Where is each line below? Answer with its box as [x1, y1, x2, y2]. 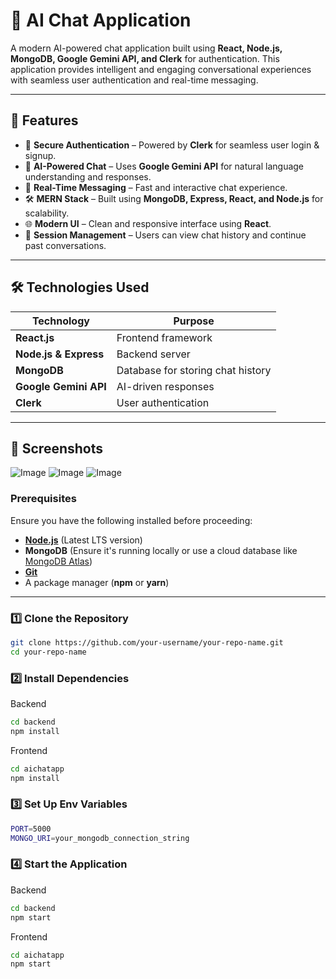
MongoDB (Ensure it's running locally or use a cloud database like [24, 544, 298, 556]
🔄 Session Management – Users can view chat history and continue [24, 229, 307, 241]
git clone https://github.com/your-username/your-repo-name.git [10, 637, 284, 648]
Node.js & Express [15, 347, 105, 361]
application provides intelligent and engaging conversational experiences [10, 63, 312, 75]
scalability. [24, 207, 70, 219]
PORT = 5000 [10, 824, 52, 834]
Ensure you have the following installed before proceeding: [10, 514, 253, 526]
